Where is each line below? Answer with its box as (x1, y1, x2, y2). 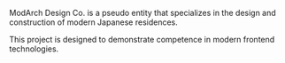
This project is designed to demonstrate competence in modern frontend (9, 35, 275, 44)
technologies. (9, 43, 59, 54)
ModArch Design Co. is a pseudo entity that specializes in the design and (9, 8, 276, 18)
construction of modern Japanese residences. (9, 17, 179, 28)
